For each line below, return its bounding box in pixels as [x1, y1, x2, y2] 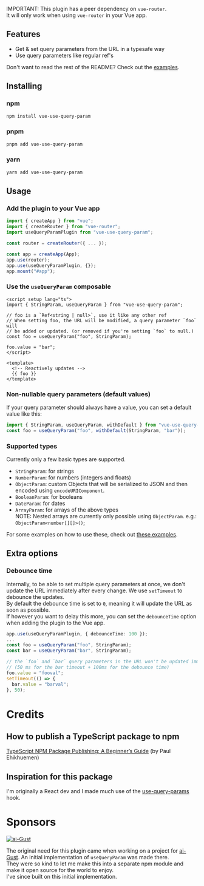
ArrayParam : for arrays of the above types [15, 506, 118, 513]
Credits [6, 707, 44, 721]
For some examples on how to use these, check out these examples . [6, 531, 178, 538]
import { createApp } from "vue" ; [6, 218, 94, 224]
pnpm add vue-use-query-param [6, 141, 83, 147]
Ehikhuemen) [6, 754, 39, 761]
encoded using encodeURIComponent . [15, 487, 105, 494]
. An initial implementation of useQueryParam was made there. [18, 854, 169, 861]
